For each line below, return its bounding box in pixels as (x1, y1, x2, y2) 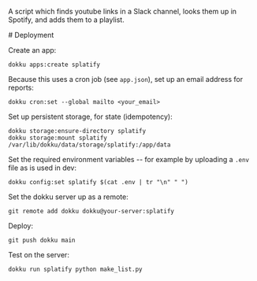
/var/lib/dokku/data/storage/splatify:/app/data (8, 141, 171, 149)
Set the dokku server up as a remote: (8, 192, 128, 202)
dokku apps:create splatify (8, 61, 101, 68)
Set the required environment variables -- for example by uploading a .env (8, 155, 250, 164)
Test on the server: (8, 250, 69, 259)
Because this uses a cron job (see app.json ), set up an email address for (8, 75, 243, 83)
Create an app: (8, 46, 57, 54)
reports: (8, 83, 34, 92)
